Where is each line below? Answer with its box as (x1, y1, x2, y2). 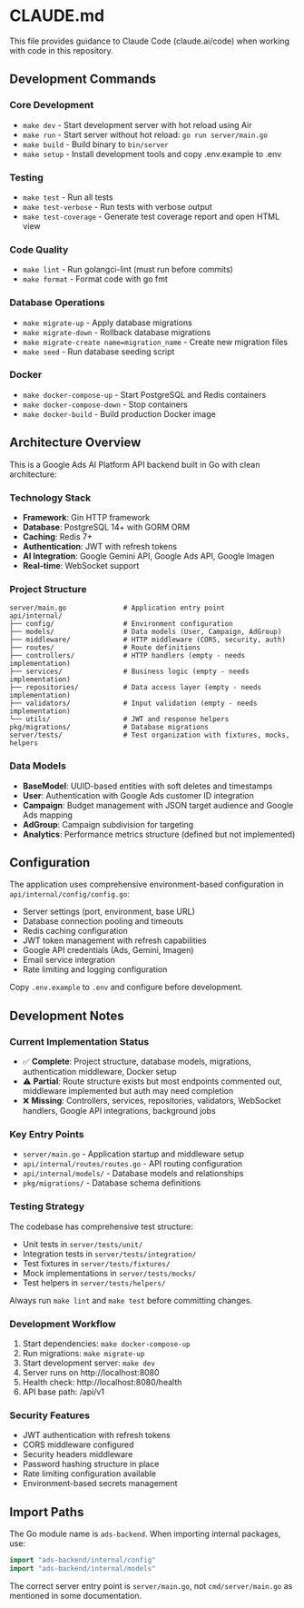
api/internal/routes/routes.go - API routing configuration (22, 1158, 243, 1169)
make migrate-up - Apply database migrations (22, 317, 192, 328)
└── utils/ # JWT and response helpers (9, 715, 230, 724)
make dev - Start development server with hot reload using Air (22, 119, 252, 130)
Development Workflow (9, 1317, 116, 1330)
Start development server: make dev (22, 1357, 156, 1368)
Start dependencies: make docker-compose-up (22, 1337, 191, 1349)
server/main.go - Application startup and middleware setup (22, 1148, 245, 1159)
